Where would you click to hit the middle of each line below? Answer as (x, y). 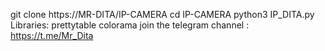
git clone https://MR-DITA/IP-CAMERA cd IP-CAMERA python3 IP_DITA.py (162, 14)
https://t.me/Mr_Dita (52, 35)
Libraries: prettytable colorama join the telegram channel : (130, 25)
